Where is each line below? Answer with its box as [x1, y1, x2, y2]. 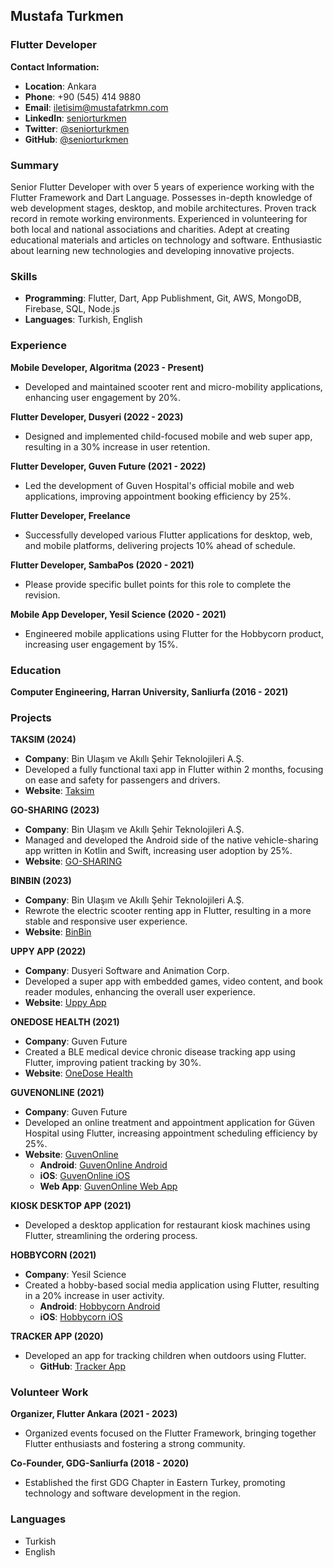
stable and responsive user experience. [24, 915, 188, 928]
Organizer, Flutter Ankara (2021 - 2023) [10, 1408, 178, 1420]
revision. [24, 589, 61, 601]
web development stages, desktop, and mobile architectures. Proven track [10, 202, 317, 214]
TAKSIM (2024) [10, 734, 77, 746]
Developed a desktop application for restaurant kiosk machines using [24, 1219, 311, 1231]
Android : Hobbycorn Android [39, 1300, 161, 1313]
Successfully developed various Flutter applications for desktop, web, [24, 529, 313, 541]
